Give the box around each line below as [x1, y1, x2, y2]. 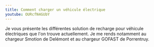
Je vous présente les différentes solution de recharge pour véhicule [5, 25, 144, 31]
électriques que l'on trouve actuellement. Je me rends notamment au [5, 31, 147, 37]
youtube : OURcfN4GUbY [5, 12, 50, 17]
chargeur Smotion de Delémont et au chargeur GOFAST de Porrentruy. [5, 36, 150, 42]
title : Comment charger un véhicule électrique [5, 7, 106, 12]
